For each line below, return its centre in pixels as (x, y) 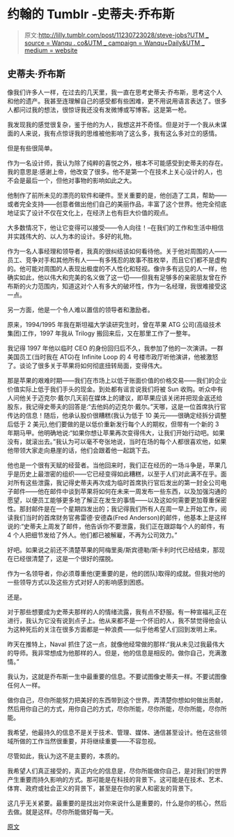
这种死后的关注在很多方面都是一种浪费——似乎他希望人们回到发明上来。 (117, 629)
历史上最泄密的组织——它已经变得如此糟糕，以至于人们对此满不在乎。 (120, 474)
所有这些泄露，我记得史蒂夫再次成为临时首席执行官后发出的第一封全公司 (117, 482)
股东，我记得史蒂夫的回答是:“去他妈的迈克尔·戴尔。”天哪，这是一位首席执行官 (117, 407)
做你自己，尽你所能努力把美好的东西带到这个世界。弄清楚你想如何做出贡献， (117, 700)
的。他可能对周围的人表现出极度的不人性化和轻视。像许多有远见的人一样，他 (117, 268)
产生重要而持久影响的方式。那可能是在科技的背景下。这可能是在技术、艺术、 (117, 779)
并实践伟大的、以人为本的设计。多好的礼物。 (71, 236)
